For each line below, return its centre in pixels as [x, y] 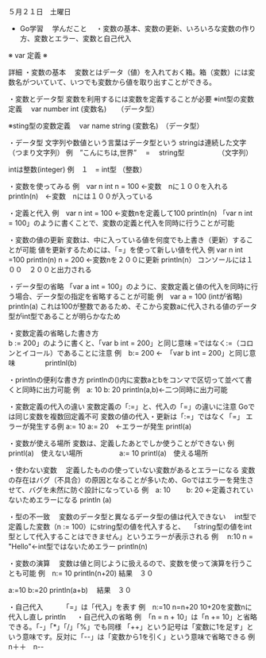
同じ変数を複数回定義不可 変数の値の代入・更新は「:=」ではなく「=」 [129, 416]
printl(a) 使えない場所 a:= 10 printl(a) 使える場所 [108, 453]
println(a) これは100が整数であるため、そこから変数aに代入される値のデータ [133, 306]
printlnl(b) [61, 363]
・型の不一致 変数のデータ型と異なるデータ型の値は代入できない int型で [133, 517]
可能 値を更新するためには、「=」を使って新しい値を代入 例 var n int [133, 250]
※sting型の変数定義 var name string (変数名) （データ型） [106, 126]
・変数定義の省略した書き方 [54, 333]
